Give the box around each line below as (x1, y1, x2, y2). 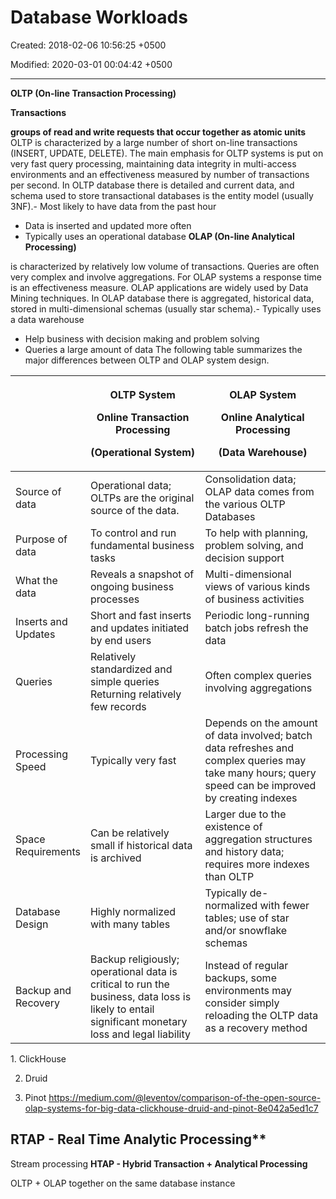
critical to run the (89, 977, 170, 991)
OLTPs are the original (89, 491, 195, 505)
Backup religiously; (89, 952, 180, 966)
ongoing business (89, 579, 175, 593)
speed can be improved (204, 778, 317, 792)
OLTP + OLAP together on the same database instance (10, 1177, 236, 1189)
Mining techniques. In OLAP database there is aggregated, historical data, (10, 292, 315, 304)
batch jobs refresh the (204, 621, 309, 635)
